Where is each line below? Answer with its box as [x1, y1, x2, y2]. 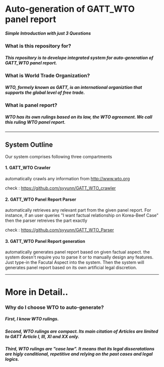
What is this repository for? [5, 43, 72, 49]
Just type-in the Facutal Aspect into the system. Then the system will [5, 259, 144, 265]
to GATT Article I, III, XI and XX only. [5, 333, 80, 339]
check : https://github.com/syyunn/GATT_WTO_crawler [5, 185, 116, 191]
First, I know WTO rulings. [5, 316, 59, 322]
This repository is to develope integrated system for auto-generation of [5, 55, 154, 61]
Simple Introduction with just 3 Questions [5, 30, 91, 36]
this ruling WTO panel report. [5, 119, 66, 125]
